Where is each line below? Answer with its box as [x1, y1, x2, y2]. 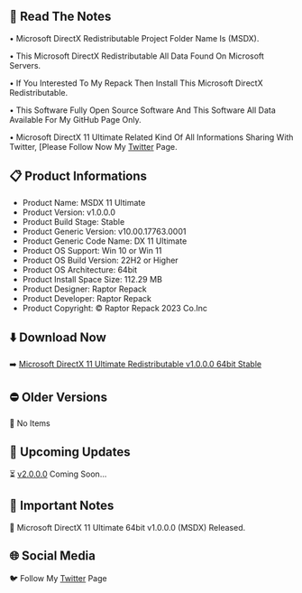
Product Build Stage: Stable [22, 216, 125, 227]
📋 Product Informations [9, 169, 147, 184]
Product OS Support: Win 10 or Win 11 [22, 245, 162, 255]
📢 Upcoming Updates [9, 444, 131, 459]
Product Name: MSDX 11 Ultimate [22, 197, 146, 208]
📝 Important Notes [9, 498, 114, 514]
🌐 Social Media [9, 548, 96, 564]
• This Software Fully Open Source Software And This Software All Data [9, 105, 277, 116]
